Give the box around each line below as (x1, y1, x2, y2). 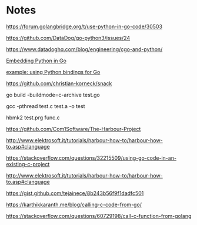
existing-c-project (6, 160, 50, 167)
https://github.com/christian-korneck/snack (6, 80, 112, 87)
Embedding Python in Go (6, 57, 66, 64)
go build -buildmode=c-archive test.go (6, 91, 100, 98)
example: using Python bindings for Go (6, 68, 101, 75)
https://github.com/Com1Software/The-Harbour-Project (6, 125, 141, 132)
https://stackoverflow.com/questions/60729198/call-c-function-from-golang (6, 212, 192, 219)
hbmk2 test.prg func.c (6, 114, 60, 121)
